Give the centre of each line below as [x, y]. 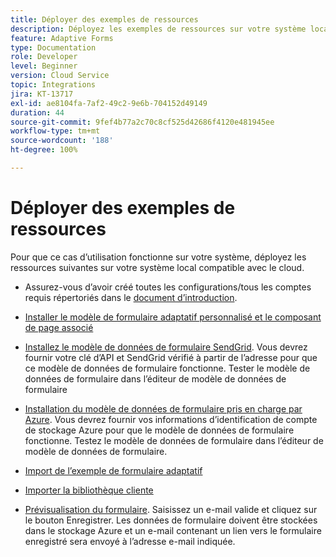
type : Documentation [53, 47]
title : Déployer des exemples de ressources [104, 19]
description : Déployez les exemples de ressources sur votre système [158, 29]
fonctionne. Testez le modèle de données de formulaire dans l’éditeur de [174, 440]
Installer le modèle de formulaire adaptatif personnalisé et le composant [173, 317]
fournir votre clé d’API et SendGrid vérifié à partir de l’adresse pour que [171, 357]
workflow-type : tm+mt [55, 131]
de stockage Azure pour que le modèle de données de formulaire [159, 430]
